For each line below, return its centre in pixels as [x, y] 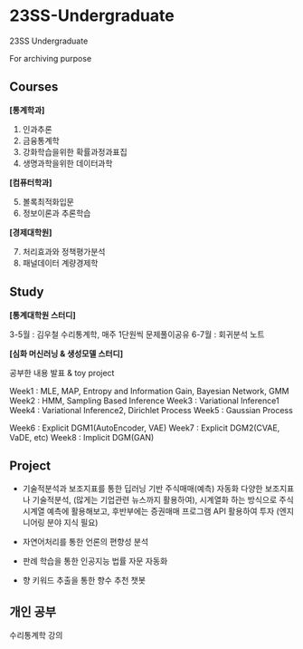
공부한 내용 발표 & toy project [62, 373]
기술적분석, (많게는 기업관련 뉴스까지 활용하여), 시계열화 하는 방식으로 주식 [163, 500]
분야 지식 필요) [72, 523]
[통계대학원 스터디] [43, 315]
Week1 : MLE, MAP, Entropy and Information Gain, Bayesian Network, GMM [149, 391]
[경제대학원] [31, 232]
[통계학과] [27, 110]
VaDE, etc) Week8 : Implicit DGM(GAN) [82, 437]
